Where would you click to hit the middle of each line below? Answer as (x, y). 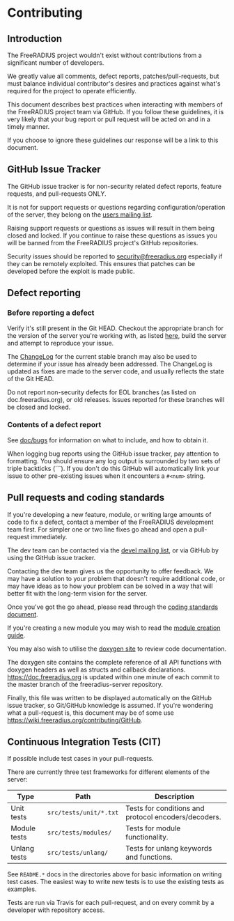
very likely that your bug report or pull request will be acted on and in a (109, 119)
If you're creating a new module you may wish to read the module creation (114, 628)
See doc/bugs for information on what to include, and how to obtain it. (108, 440)
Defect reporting (44, 293)
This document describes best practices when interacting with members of (115, 105)
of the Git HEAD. (31, 378)
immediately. (49, 536)
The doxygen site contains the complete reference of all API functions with (114, 662)
